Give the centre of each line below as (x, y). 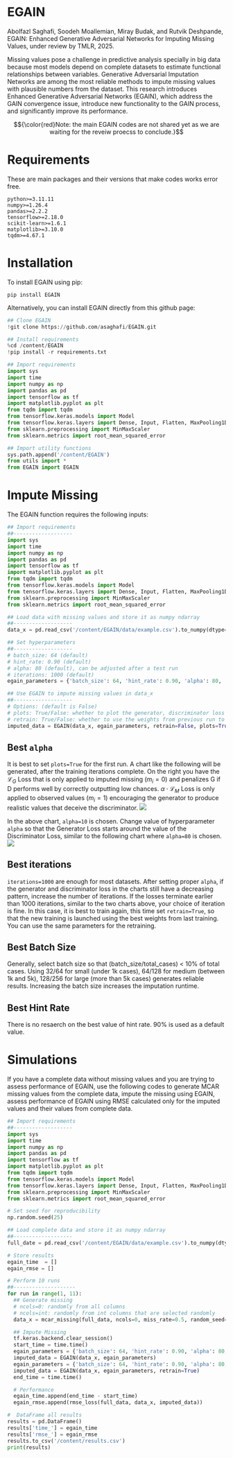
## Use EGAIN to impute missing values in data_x (80, 694)
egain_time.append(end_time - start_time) (76, 1396)
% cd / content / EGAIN (35, 346)
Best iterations (40, 865)
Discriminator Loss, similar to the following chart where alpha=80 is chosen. (114, 835)
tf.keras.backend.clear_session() (63, 1339)
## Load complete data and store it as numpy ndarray (87, 1230)
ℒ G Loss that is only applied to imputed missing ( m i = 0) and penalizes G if (114, 780)
